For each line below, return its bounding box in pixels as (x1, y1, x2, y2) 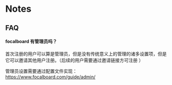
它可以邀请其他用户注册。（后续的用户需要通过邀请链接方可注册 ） (5, 57, 143, 63)
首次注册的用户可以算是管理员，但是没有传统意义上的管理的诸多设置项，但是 (5, 51, 167, 57)
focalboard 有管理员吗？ (5, 38, 57, 45)
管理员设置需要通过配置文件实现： (5, 68, 77, 74)
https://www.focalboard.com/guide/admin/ (5, 74, 96, 80)
